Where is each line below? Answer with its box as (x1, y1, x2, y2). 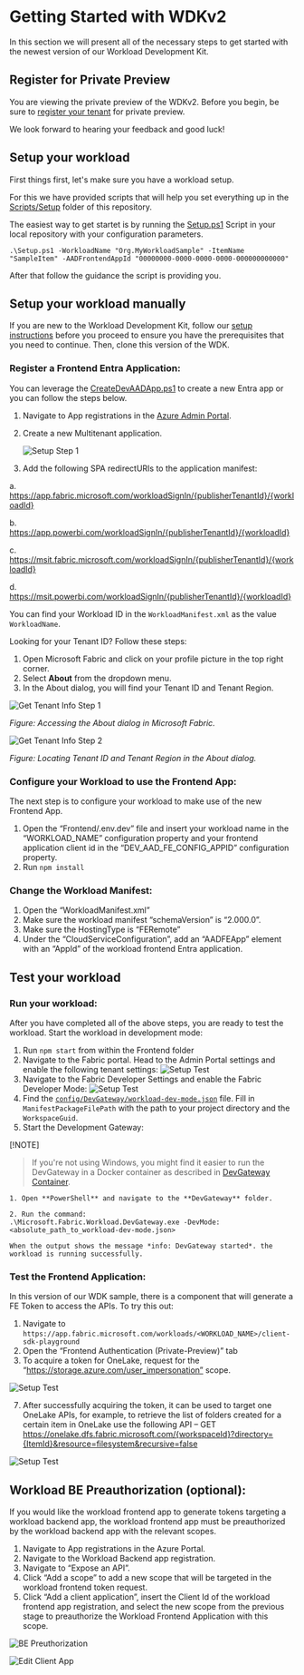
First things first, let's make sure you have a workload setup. (9, 174, 234, 185)
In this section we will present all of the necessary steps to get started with (9, 36, 289, 47)
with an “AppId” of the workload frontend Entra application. (22, 944, 243, 955)
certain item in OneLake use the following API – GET (22, 1419, 217, 1430)
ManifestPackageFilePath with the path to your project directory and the (22, 1102, 290, 1113)
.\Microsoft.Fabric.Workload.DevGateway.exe (9, 1218, 180, 1227)
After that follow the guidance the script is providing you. (9, 269, 222, 280)
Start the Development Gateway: (22, 1122, 145, 1132)
